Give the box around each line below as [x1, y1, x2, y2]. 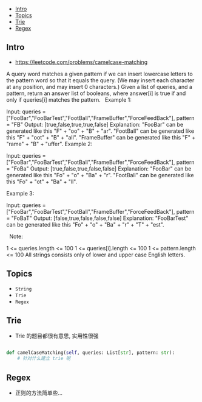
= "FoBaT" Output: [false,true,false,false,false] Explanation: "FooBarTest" [6, 214, 189, 222]
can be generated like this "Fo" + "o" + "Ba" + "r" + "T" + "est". [6, 220, 165, 228]
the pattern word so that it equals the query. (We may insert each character [6, 76, 195, 84]
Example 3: [6, 189, 35, 197]
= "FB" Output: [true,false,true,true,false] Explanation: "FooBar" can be [6, 121, 184, 128]
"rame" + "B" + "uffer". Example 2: [6, 140, 93, 147]
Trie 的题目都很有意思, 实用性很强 [15, 332, 99, 340]
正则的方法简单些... [15, 389, 62, 397]
